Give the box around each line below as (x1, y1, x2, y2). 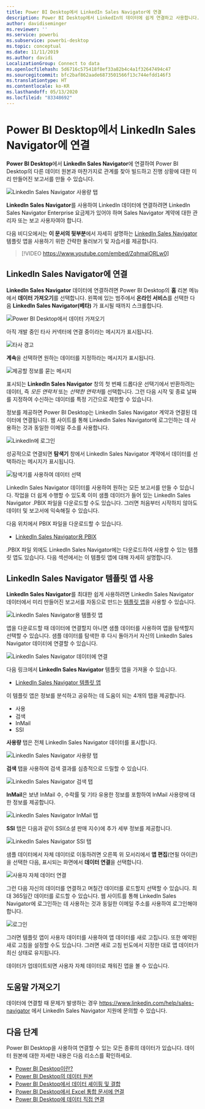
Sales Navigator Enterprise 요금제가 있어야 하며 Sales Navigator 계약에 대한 (6, 209, 192, 216)
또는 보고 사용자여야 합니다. (17, 216, 84, 224)
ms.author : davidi (6, 55, 53, 61)
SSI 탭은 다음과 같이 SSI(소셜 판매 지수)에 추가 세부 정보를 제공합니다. (6, 825, 173, 832)
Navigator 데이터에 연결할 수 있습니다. (6, 640, 98, 647)
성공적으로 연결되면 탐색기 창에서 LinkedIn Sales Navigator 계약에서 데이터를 (6, 449, 192, 457)
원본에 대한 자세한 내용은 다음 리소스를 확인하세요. (12, 1051, 132, 1059)
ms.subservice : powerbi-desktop (6, 37, 89, 44)
